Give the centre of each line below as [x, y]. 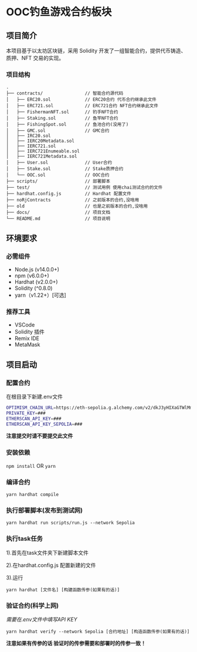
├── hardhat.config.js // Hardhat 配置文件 [69, 194]
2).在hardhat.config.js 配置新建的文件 [51, 565]
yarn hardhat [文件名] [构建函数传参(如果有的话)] [63, 590]
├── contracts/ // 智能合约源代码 [65, 94]
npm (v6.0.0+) [32, 276]
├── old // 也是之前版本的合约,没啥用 [77, 206]
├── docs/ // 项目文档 [58, 213]
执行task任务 [24, 539]
